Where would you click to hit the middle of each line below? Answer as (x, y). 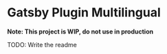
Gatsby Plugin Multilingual (84, 13)
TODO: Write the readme (42, 44)
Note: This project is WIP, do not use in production (80, 31)
